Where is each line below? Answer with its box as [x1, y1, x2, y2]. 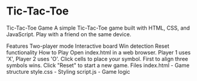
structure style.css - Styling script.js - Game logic [6, 68, 130, 75]
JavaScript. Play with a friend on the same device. [6, 30, 132, 37]
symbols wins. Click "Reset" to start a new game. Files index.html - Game [6, 62, 190, 69]
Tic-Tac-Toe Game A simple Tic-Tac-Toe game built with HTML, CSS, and [6, 24, 190, 31]
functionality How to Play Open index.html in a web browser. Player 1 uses [6, 48, 191, 56]
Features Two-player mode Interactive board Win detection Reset [6, 42, 170, 50]
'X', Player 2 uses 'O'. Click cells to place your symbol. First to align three [6, 55, 189, 62]
